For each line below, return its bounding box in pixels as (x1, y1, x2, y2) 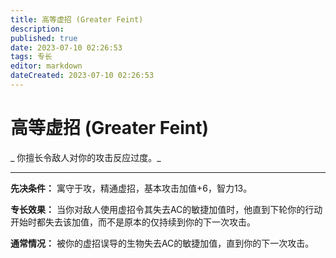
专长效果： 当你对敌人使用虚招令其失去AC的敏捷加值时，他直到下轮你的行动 (10, 203, 323, 215)
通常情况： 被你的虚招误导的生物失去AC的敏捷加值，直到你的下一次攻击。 (10, 237, 315, 249)
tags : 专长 (10, 52, 53, 62)
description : (10, 24, 65, 34)
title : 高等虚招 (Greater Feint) (10, 14, 144, 25)
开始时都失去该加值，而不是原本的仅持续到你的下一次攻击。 (10, 216, 256, 228)
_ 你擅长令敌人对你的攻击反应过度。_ (10, 151, 162, 163)
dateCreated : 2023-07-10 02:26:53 (10, 71, 155, 81)
